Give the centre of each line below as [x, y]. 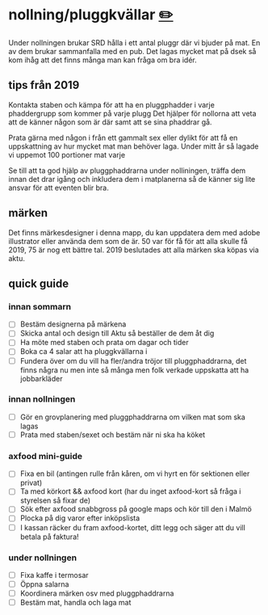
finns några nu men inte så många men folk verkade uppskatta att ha [134, 370]
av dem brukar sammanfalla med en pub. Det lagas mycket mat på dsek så [132, 51]
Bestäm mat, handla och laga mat [75, 603]
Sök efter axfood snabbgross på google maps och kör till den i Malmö [136, 509]
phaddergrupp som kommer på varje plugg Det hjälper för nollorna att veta [132, 113]
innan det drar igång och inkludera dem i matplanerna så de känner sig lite [132, 179]
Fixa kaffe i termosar [54, 575]
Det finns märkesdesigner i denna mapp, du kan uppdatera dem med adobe [134, 232]
